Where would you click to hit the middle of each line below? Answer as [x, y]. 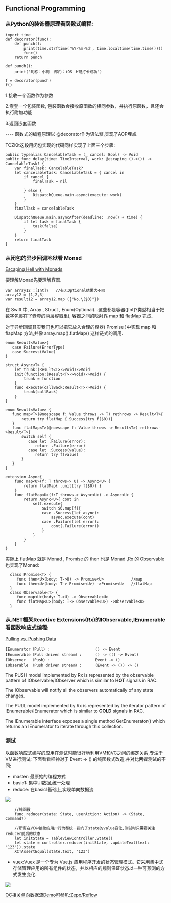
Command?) [16, 818]
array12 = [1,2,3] [25, 295]
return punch [28, 57]
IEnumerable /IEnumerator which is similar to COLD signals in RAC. [75, 711]
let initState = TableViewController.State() [64, 838]
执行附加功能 [19, 112]
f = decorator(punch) [28, 80]
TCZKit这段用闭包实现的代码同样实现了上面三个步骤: [60, 145]
